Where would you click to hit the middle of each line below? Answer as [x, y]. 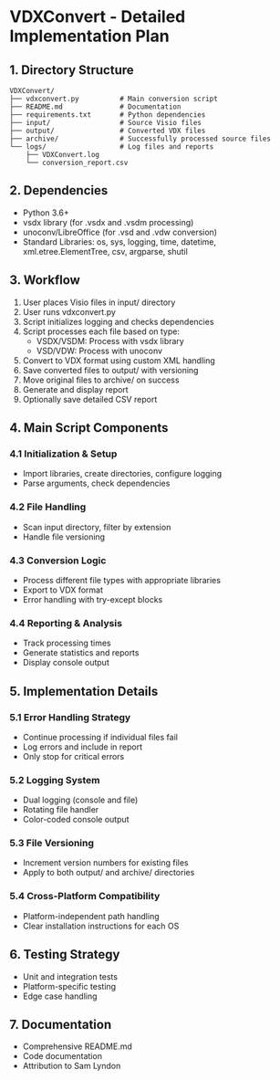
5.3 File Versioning [52, 844]
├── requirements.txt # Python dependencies [108, 115]
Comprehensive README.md [77, 1046]
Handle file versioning [64, 537]
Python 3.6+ [46, 213]
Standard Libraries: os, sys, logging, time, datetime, [119, 241]
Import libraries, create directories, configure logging [122, 474]
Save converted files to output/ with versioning [110, 370]
